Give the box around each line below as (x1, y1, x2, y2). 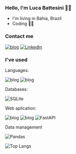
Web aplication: (5, 105, 37, 111)
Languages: (5, 67, 29, 73)
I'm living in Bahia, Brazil (12, 16, 62, 22)
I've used (5, 56, 28, 63)
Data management (5, 124, 43, 130)
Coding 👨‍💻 (12, 21, 34, 26)
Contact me (5, 33, 34, 40)
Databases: (5, 86, 28, 92)
